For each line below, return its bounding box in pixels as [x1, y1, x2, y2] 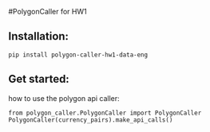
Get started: [8, 72, 69, 86]
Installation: [8, 29, 69, 43]
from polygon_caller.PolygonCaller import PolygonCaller [8, 109, 202, 117]
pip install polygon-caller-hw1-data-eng [8, 51, 149, 59]
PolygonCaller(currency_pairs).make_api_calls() [8, 115, 173, 124]
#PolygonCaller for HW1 [8, 7, 87, 16]
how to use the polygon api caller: [8, 93, 120, 103]
